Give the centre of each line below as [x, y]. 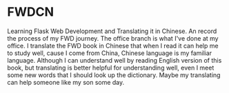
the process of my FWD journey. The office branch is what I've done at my [113, 38]
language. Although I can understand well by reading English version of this [114, 60]
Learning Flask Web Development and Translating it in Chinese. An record [112, 31]
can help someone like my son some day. [66, 82]
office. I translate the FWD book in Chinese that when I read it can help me [113, 45]
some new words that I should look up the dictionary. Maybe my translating [114, 75]
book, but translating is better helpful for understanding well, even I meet [111, 68]
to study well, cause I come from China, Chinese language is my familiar [110, 53]
